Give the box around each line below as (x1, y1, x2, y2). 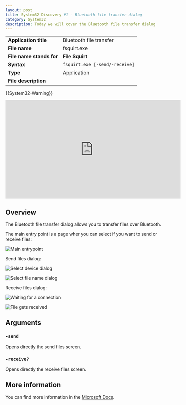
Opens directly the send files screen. (5, 344, 81, 350)
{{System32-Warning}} (5, 90, 53, 96)
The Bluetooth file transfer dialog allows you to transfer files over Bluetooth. (5, 221, 161, 227)
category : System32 (5, 17, 46, 22)
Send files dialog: (5, 256, 41, 262)
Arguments (5, 319, 42, 327)
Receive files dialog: (5, 285, 47, 291)
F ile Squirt (62, 53, 88, 60)
